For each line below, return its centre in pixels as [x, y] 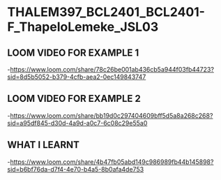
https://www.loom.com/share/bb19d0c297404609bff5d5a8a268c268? [112, 115]
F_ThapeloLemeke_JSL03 [83, 27]
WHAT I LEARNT [44, 145]
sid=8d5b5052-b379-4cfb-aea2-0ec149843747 [77, 77]
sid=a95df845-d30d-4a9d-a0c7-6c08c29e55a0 [77, 123]
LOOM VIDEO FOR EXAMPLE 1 [73, 53]
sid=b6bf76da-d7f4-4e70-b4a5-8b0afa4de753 [76, 169]
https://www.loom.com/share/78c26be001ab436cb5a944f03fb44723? [112, 69]
